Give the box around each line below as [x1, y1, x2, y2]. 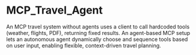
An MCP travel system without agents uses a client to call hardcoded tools [6, 23, 190, 30]
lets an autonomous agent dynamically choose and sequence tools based [6, 35, 188, 43]
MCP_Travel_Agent [6, 4, 103, 17]
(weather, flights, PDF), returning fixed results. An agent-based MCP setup [6, 29, 191, 36]
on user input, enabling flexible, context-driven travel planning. [6, 42, 161, 49]
